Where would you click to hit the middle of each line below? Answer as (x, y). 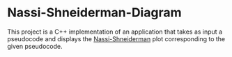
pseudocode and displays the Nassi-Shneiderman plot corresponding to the (116, 38)
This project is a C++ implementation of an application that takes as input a (115, 32)
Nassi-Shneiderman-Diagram (94, 13)
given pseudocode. (35, 46)
